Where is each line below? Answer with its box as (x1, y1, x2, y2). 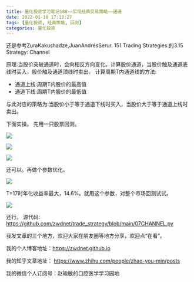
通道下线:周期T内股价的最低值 (14, 88, 87, 95)
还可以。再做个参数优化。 (6, 166, 68, 173)
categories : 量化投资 (6, 25, 56, 31)
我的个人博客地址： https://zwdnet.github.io (6, 245, 111, 252)
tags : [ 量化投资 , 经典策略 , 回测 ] (6, 19, 82, 25)
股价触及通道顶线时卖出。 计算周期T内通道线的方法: (31, 68, 157, 76)
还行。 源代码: (6, 214, 40, 221)
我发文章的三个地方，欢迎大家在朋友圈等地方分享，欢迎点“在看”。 (6, 232, 166, 240)
